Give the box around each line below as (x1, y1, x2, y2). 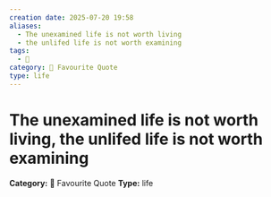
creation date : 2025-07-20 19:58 (9, 13, 134, 22)
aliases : (9, 21, 42, 30)
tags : (9, 47, 30, 56)
